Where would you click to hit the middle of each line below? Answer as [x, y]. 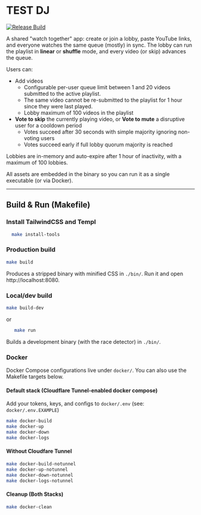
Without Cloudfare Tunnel [39, 451]
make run [25, 330]
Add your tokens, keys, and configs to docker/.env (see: [75, 404]
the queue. [19, 57]
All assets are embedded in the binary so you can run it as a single [88, 174]
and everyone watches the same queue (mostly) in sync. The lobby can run [99, 45]
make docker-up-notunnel [37, 469]
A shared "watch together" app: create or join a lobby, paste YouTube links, [99, 38]
